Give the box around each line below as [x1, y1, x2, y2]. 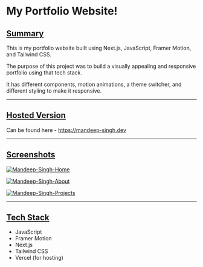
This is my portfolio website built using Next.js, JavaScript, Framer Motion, [6, 44, 192, 51]
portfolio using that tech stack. [6, 69, 83, 76]
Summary [6, 28, 44, 39]
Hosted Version [6, 110, 66, 120]
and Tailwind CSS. [6, 51, 52, 58]
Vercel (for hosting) [14, 254, 63, 262]
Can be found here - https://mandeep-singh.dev [6, 126, 127, 134]
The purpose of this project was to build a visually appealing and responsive [6, 62, 196, 70]
